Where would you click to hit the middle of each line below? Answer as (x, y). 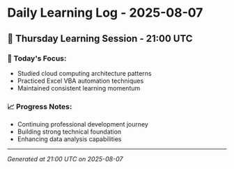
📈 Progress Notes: (40, 106)
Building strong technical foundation (69, 132)
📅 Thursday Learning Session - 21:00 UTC (100, 39)
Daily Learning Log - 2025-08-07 (105, 13)
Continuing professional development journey (83, 124)
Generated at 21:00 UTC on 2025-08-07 (65, 159)
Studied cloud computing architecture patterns (84, 73)
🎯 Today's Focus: (37, 58)
